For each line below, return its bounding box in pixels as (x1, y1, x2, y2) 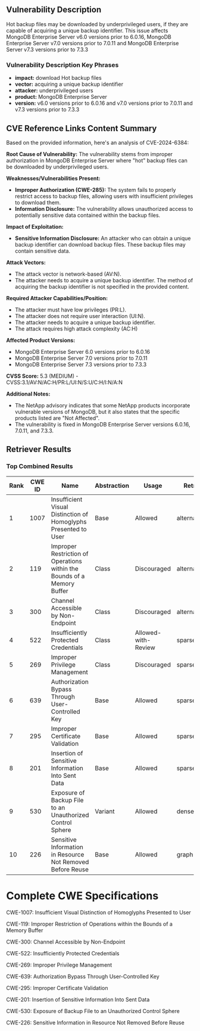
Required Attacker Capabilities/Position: (6, 294, 108, 301)
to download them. (14, 199, 61, 206)
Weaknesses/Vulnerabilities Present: (6, 175, 101, 182)
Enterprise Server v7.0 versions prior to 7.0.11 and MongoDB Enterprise (6, 39, 179, 46)
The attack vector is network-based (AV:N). (14, 270, 122, 278)
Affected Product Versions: (6, 337, 76, 344)
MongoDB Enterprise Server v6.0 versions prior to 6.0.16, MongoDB (6, 33, 171, 41)
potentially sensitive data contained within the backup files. (14, 211, 161, 219)
